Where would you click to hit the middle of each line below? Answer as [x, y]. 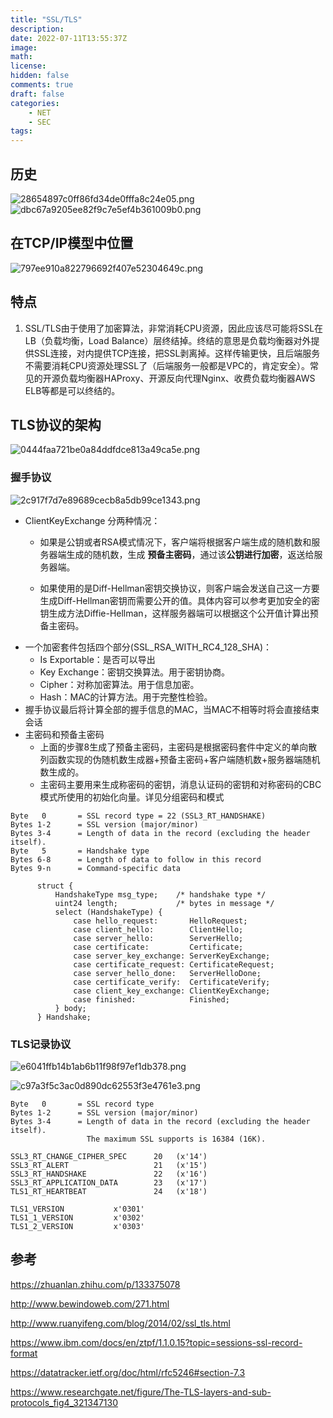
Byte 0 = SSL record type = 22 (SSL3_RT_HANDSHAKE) [138, 816]
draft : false [37, 94]
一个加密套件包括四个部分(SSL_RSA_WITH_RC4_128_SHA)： [148, 647]
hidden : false [40, 76]
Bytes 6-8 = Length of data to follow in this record [136, 859]
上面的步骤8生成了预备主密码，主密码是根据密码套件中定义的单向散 [178, 747]
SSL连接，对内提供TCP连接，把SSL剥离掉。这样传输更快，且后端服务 [177, 353]
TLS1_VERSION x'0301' [77, 1209]
